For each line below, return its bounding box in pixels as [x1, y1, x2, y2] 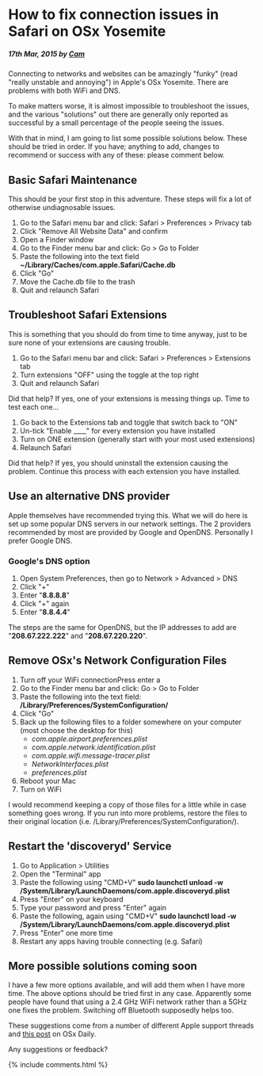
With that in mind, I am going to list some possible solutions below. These [8, 133, 248, 143]
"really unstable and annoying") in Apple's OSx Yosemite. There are [8, 78, 229, 87]
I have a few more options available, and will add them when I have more [8, 980, 246, 990]
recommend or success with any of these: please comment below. [8, 151, 225, 160]
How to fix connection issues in [8, 6, 219, 24]
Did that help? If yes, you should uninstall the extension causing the [8, 458, 228, 467]
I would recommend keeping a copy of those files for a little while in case [8, 799, 247, 809]
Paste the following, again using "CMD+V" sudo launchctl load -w [19, 911, 237, 921]
